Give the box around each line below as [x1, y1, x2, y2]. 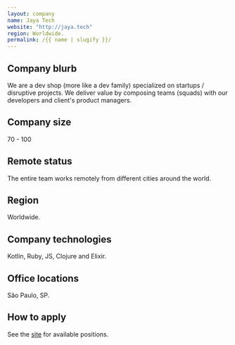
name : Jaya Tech [7, 17, 55, 24]
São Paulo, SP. [7, 291, 50, 299]
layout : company [7, 10, 55, 18]
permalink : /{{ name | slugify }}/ [7, 37, 112, 44]
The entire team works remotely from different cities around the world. [7, 174, 212, 183]
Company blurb [7, 63, 77, 74]
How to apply [7, 311, 67, 323]
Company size [7, 117, 72, 129]
